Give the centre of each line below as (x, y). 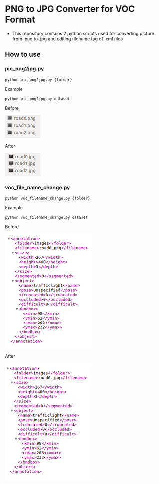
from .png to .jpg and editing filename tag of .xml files (68, 39)
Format (20, 20)
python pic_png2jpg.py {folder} (39, 80)
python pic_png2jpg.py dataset (38, 99)
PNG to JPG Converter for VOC (70, 9)
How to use (23, 55)
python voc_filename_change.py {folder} (48, 198)
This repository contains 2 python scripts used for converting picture (83, 33)
